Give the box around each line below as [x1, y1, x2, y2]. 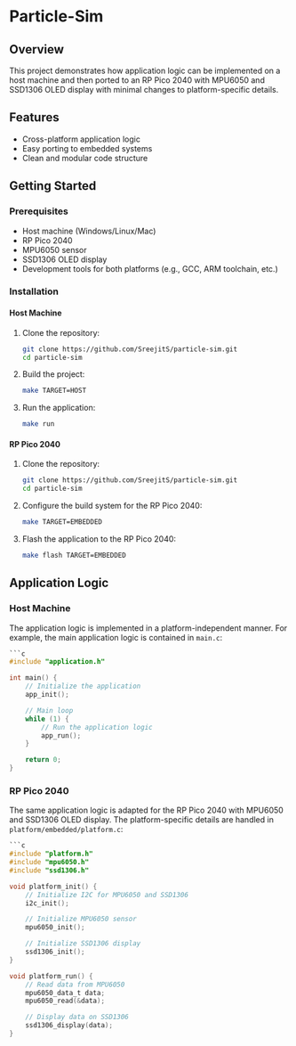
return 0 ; [25, 756, 62, 764]
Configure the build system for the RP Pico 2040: [21, 501, 203, 511]
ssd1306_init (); [25, 947, 86, 957]
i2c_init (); [25, 898, 69, 908]
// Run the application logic [41, 723, 153, 731]
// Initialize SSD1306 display [25, 939, 141, 948]
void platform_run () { [9, 971, 93, 981]
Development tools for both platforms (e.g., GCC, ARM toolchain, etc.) [21, 263, 278, 274]
